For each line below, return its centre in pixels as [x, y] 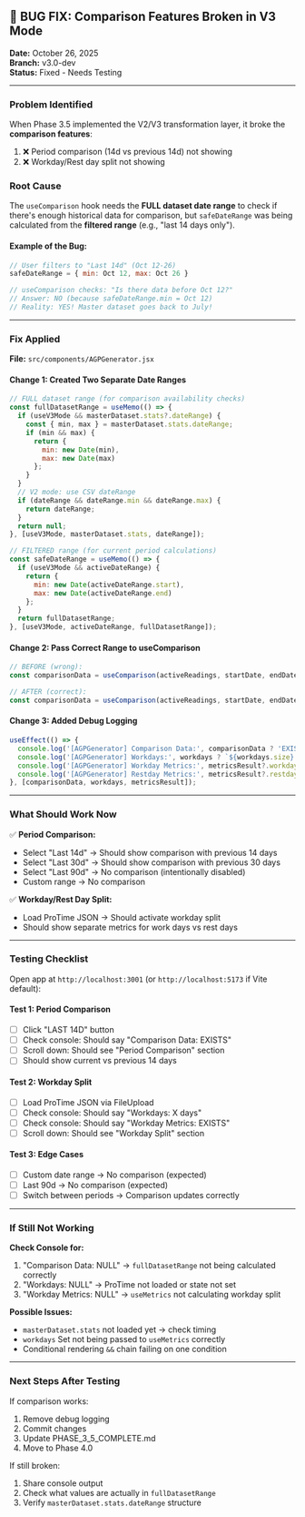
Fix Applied [35, 339]
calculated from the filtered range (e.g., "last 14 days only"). [123, 225]
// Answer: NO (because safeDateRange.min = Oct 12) [111, 299]
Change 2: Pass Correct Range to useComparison [105, 647]
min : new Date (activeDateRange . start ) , [108, 585]
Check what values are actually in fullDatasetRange [119, 1492]
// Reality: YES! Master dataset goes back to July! [111, 307]
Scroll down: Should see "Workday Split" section [113, 1133]
